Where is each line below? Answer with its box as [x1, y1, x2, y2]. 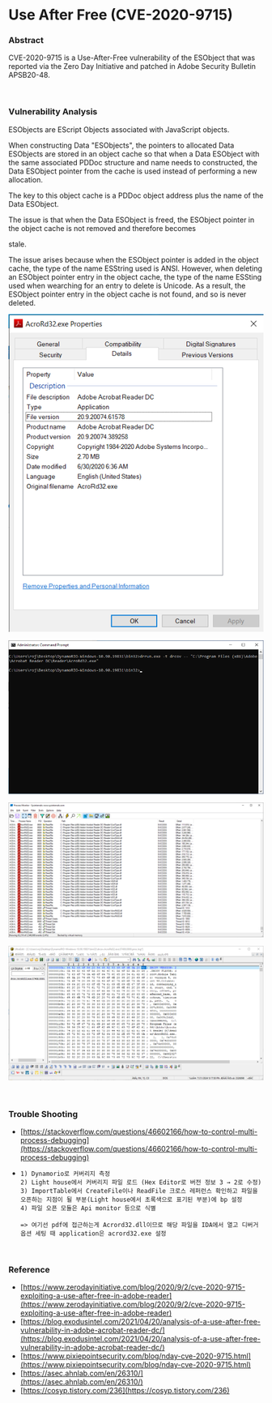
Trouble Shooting [8, 1108, 79, 1119]
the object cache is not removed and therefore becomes [8, 223, 197, 233]
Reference [8, 1264, 50, 1276]
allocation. [8, 174, 43, 184]
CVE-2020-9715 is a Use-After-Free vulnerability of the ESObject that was [8, 53, 256, 62]
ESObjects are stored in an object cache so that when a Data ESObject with [8, 148, 260, 159]
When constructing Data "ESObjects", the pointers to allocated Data [8, 140, 235, 150]
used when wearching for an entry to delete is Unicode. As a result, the [8, 280, 246, 290]
